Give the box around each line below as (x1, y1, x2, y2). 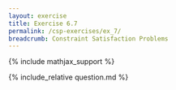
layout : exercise (8, 11, 67, 20)
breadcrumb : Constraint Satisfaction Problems (8, 34, 169, 43)
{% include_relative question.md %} (8, 72, 129, 82)
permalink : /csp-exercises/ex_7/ (8, 27, 122, 35)
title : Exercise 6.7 (8, 19, 79, 28)
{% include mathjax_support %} (8, 57, 115, 66)
